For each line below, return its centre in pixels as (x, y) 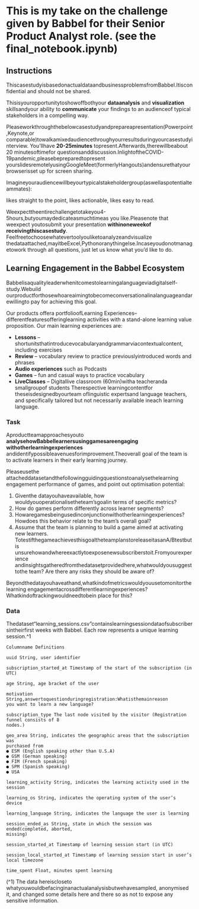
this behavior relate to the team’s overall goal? (95, 521)
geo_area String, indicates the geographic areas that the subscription (98, 736)
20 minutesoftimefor (31, 152)
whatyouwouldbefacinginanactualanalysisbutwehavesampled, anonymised (97, 888)
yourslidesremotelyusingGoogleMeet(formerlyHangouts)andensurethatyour (98, 165)
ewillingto (18, 302)
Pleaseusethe (23, 472)
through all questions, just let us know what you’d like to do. (100, 250)
